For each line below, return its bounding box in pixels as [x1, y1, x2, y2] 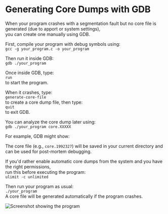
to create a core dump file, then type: [5, 99, 83, 105]
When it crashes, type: [5, 89, 53, 95]
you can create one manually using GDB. [5, 31, 90, 37]
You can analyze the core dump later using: [5, 118, 96, 125]
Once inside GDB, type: [5, 70, 54, 76]
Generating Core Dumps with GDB [5, 4, 151, 15]
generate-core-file [5, 95, 47, 100]
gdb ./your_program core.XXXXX [5, 124, 71, 129]
